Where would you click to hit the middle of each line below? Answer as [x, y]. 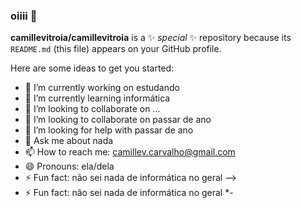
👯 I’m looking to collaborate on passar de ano [118, 120]
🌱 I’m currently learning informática [97, 98]
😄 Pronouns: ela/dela [69, 166]
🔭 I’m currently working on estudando [102, 88]
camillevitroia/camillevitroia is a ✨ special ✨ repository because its [151, 38]
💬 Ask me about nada [69, 141]
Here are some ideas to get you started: [92, 68]
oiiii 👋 [24, 16]
